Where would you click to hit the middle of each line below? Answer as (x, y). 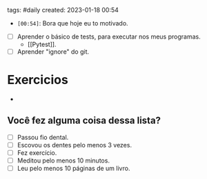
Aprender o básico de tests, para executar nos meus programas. (109, 36)
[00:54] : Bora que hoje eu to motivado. (73, 23)
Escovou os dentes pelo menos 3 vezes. (75, 145)
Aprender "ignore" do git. (53, 52)
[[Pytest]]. (42, 45)
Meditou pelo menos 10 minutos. (63, 160)
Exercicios (38, 80)
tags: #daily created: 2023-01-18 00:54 (63, 10)
